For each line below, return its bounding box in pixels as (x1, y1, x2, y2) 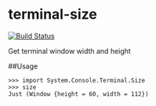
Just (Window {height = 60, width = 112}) (8, 90, 149, 98)
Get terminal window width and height (8, 46, 131, 55)
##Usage (8, 61, 38, 71)
